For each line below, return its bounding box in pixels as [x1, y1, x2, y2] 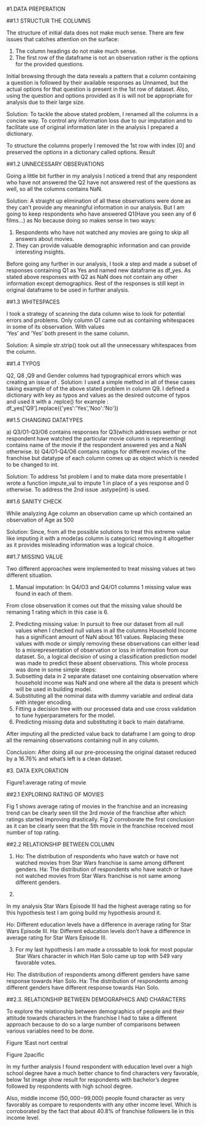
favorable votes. [15, 959, 56, 966]
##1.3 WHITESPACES [6, 298, 60, 305]
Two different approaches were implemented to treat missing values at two [6, 565, 196, 572]
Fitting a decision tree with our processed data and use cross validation [15, 705, 196, 712]
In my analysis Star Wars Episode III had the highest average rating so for [6, 902, 191, 910]
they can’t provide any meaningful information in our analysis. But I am [6, 204, 185, 211]
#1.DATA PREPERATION [6, 6, 66, 12]
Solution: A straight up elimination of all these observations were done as [6, 197, 191, 205]
